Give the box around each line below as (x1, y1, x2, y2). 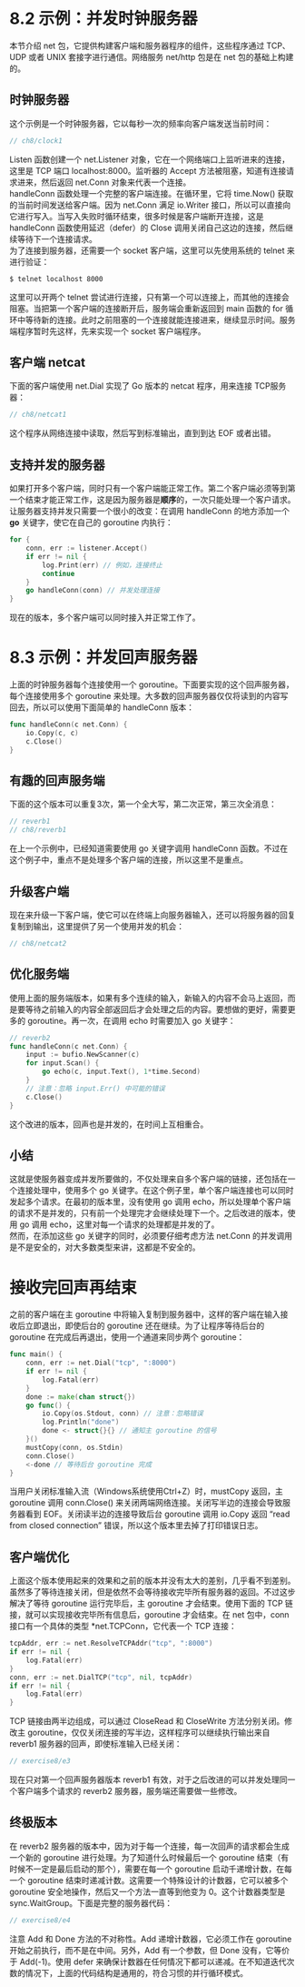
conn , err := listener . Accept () (25, 543, 148, 553)
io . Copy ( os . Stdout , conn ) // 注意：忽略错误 (42, 1409, 204, 1418)
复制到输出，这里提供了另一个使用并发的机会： (9, 920, 184, 931)
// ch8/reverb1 (9, 826, 67, 835)
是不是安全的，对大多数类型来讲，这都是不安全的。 (9, 1242, 201, 1252)
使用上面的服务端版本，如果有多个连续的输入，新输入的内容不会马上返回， (9, 992, 288, 1003)
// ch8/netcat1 (9, 411, 67, 420)
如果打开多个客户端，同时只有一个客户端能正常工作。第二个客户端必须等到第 (9, 483, 296, 494)
